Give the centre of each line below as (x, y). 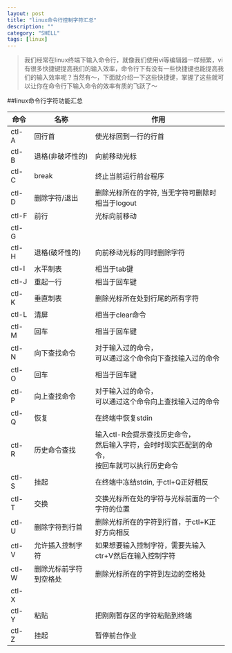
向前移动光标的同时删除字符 (140, 252)
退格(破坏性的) (58, 252)
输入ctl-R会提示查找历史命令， (145, 435)
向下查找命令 (55, 353)
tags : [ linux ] (28, 40)
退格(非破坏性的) (61, 157)
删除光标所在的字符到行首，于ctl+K (152, 522)
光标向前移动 (116, 216)
